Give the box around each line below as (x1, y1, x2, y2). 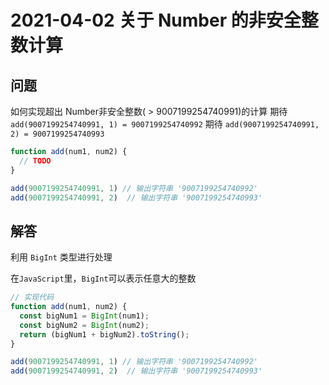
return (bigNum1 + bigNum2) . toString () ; (19, 329, 190, 340)
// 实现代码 (10, 292, 55, 303)
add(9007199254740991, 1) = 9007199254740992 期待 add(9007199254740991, (10, 118, 320, 130)
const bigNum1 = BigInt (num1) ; (19, 311, 150, 321)
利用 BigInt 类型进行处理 (10, 251, 113, 263)
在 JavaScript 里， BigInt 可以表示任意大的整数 (10, 272, 197, 285)
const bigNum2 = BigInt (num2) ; (19, 320, 150, 330)
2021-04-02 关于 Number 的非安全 (10, 9, 302, 32)
